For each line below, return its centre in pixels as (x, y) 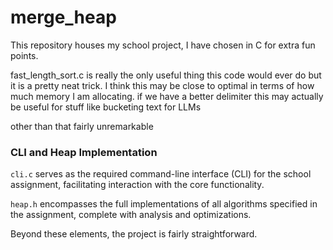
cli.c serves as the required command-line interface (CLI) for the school (161, 174)
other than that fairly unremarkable (82, 126)
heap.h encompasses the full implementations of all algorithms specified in (164, 204)
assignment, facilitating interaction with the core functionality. (137, 185)
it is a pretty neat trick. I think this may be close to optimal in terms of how (162, 85)
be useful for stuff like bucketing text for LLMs (106, 107)
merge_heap (63, 17)
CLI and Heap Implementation (84, 152)
